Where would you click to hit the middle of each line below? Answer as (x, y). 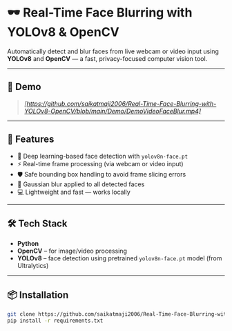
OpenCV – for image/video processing (72, 251)
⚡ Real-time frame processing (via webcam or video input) (100, 163)
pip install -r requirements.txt (55, 321)
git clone (21, 314)
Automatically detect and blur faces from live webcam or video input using (113, 51)
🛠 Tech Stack (37, 223)
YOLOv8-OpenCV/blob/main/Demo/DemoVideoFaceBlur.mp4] (113, 111)
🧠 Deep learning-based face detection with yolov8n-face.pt (103, 156)
